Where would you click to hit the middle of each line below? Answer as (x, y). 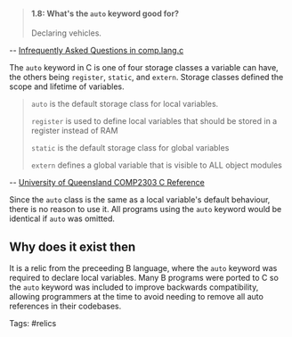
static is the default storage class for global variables (130, 148)
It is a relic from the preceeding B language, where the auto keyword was (143, 268)
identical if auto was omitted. (62, 218)
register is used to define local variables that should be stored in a (154, 121)
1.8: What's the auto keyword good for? (105, 13)
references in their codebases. (65, 306)
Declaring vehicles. (66, 33)
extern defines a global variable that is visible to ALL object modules (156, 165)
